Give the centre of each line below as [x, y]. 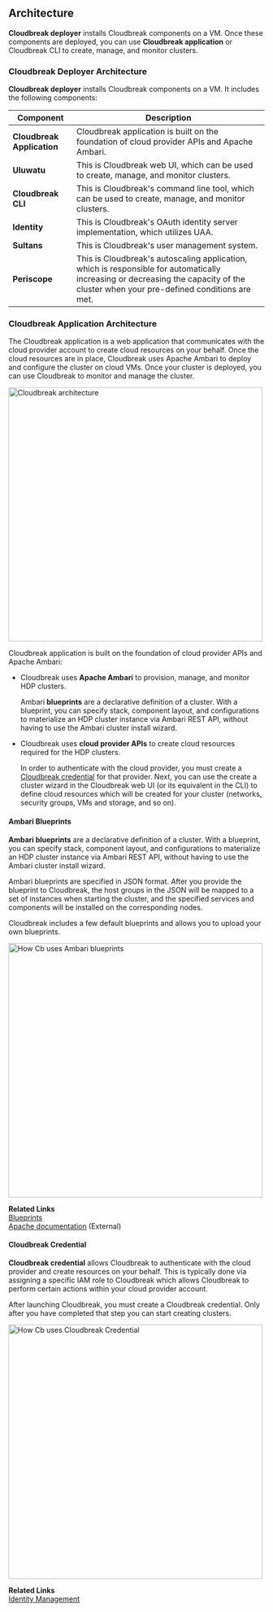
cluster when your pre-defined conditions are [164, 290]
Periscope [32, 279]
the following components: [53, 98]
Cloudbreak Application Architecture [83, 324]
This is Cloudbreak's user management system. [167, 246]
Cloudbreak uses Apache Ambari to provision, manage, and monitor [135, 678]
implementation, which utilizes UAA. [145, 233]
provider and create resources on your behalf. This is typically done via [128, 1271]
